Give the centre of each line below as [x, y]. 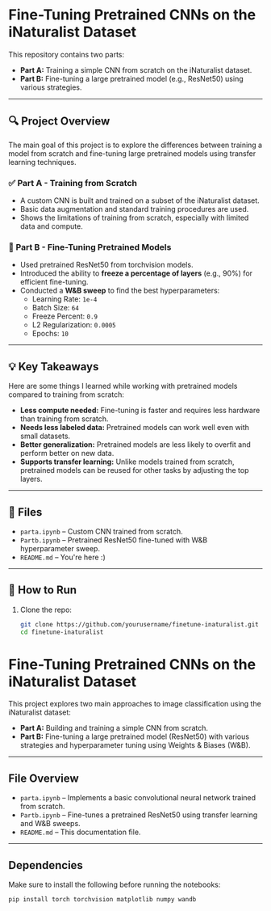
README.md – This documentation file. [80, 832]
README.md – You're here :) [63, 557]
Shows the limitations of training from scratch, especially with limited [134, 218]
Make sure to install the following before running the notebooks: [115, 885]
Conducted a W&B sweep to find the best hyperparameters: [120, 291]
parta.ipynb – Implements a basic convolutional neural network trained [138, 798]
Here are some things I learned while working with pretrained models [123, 386]
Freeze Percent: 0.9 [65, 316]
